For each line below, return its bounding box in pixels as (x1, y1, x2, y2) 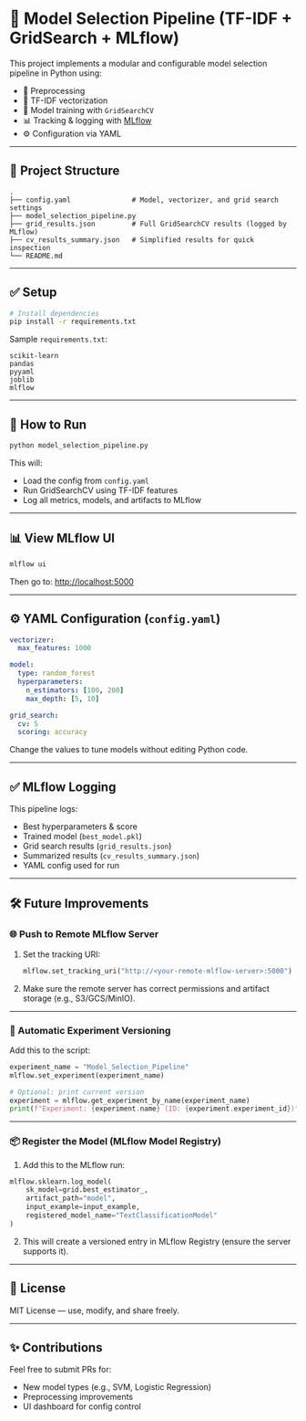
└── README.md (9, 251, 64, 260)
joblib (9, 375, 35, 384)
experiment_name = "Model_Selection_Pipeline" (9, 1062, 189, 1071)
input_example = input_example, (25, 1203, 141, 1212)
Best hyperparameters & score (22, 821, 138, 832)
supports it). (22, 1246, 69, 1257)
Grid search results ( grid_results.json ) (22, 840, 172, 852)
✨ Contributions (9, 1340, 103, 1355)
